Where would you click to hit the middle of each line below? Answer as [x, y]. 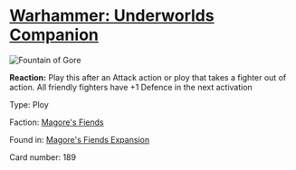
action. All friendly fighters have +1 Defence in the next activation [131, 87]
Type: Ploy [29, 104]
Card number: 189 [43, 157]
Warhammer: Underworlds [112, 16]
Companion [54, 35]
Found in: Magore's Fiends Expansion [80, 139]
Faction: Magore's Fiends [57, 122]
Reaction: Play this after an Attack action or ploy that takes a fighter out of [148, 77]
